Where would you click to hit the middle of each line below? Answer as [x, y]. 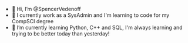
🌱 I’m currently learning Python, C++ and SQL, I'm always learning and [97, 27]
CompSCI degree [33, 21]
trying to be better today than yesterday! [61, 34]
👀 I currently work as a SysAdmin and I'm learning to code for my [90, 15]
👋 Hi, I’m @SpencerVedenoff [46, 9]
